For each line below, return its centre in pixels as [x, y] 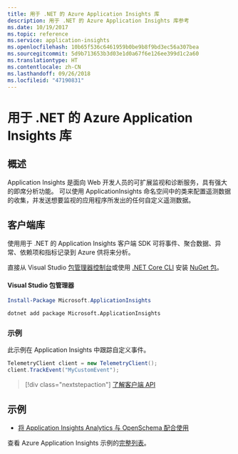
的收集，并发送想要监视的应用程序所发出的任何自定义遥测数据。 [101, 200]
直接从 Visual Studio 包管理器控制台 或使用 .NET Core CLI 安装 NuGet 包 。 [115, 267]
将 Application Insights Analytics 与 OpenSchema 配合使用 [103, 428]
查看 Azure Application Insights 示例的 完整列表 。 [79, 443]
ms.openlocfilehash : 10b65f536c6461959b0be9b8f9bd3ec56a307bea [103, 47]
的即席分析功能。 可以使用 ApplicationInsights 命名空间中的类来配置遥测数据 [119, 191]
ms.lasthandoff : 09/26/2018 [49, 73]
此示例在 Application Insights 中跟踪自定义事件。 [79, 350]
